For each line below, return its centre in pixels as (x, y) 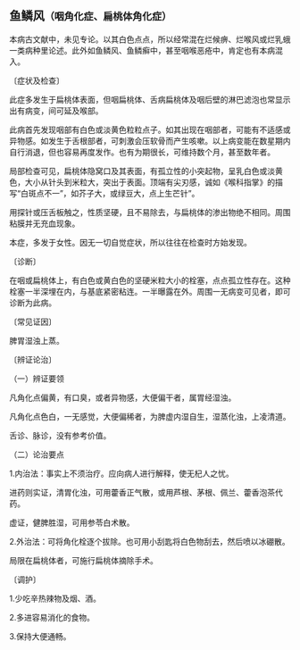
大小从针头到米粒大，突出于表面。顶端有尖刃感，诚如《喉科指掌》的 (150, 182)
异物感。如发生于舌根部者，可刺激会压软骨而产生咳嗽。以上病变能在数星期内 (150, 140)
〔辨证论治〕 (33, 359)
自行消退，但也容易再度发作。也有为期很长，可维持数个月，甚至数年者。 (142, 152)
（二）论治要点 (37, 454)
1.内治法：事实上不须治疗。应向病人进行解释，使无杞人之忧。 (121, 473)
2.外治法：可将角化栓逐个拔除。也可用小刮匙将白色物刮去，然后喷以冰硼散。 (150, 541)
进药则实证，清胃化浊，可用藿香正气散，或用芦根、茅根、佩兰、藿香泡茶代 (146, 492)
